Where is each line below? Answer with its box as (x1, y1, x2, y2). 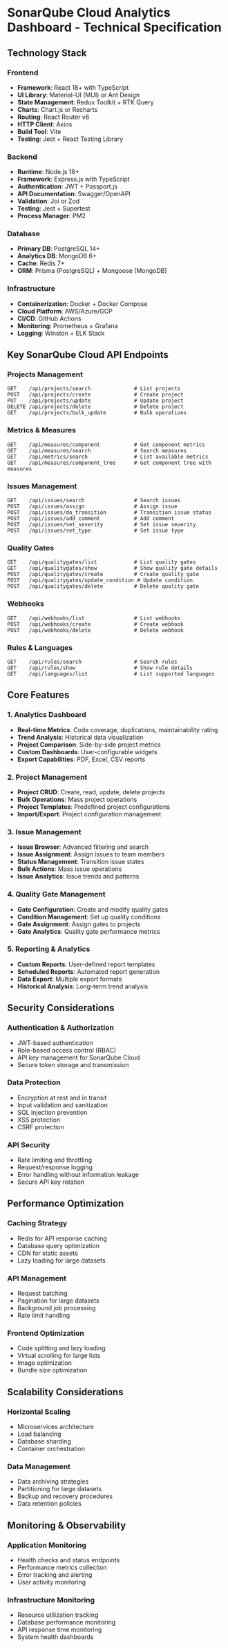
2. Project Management (7, 772, 88, 782)
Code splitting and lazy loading (17, 1344, 106, 1352)
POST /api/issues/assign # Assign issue (7, 503, 178, 510)
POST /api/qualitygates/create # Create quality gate (7, 571, 199, 578)
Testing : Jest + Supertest (17, 204, 91, 213)
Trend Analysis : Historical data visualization (17, 733, 144, 741)
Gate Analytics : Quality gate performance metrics (17, 927, 160, 935)
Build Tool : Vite (17, 127, 61, 135)
